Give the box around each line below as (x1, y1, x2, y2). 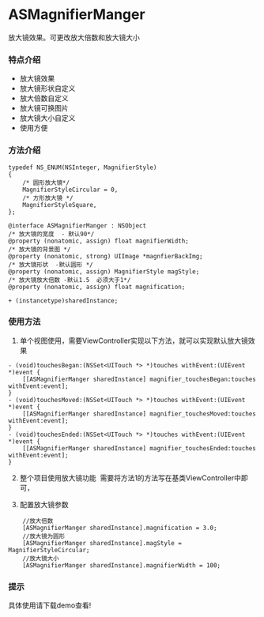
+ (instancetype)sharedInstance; (8, 296, 119, 305)
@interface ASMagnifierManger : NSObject (8, 221, 147, 230)
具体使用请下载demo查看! (8, 600, 92, 610)
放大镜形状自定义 (19, 84, 76, 93)
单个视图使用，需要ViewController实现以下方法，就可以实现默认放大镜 (19, 336, 249, 345)
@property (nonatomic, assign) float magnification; (8, 283, 186, 291)
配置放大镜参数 (19, 499, 69, 509)
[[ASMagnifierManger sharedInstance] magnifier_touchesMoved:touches (22, 409, 257, 418)
